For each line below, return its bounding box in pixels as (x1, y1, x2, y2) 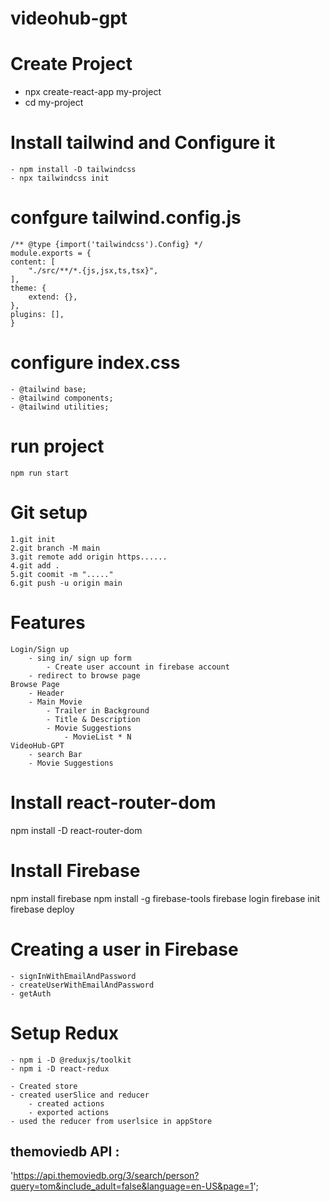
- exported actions (28, 1107, 110, 1117)
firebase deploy (10, 903, 75, 915)
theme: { (10, 283, 47, 293)
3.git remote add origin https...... (10, 552, 168, 562)
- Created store (10, 1081, 78, 1091)
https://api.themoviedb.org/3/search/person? (13, 1170, 200, 1182)
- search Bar (28, 749, 83, 759)
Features (10, 612, 86, 634)
